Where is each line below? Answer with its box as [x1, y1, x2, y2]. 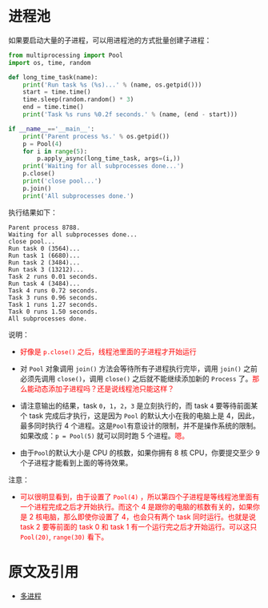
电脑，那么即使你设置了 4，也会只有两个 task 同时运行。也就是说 [42, 512, 256, 521]
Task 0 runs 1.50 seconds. [8, 308, 98, 316]
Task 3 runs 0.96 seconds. [8, 293, 98, 301]
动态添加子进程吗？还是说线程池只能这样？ [34, 384, 174, 393]
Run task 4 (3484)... [8, 280, 81, 288]
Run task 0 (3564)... [8, 244, 81, 252]
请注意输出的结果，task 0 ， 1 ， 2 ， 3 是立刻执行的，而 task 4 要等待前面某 [19, 401, 258, 410]
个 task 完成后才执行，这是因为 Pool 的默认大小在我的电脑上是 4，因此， [19, 410, 259, 421]
